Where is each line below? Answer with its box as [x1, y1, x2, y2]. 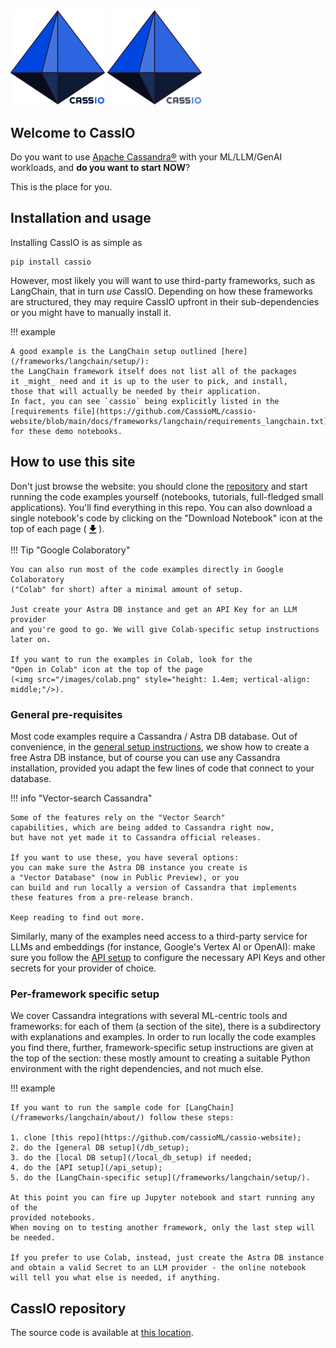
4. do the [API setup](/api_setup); [10, 1163, 163, 1173]
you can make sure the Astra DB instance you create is [10, 862, 248, 873]
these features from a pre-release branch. [10, 892, 195, 903]
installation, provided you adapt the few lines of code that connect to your [10, 762, 315, 774]
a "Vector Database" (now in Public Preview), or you [10, 872, 240, 883]
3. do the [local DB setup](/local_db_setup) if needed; [10, 1153, 253, 1163]
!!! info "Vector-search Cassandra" [10, 792, 153, 804]
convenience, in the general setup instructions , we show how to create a [10, 740, 310, 753]
